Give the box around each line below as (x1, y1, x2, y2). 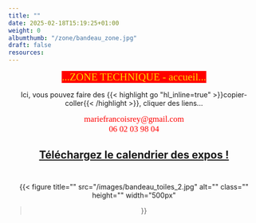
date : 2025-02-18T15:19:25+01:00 (8, 19, 120, 27)
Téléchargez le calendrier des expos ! (38, 148, 230, 162)
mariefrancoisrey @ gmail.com (83, 114, 185, 124)
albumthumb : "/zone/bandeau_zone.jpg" (8, 33, 137, 42)
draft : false (8, 41, 52, 49)
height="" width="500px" (91, 190, 177, 200)
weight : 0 (8, 26, 41, 34)
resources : (8, 49, 45, 57)
